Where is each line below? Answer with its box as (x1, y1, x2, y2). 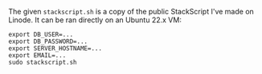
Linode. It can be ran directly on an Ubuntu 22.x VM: (8, 15, 182, 25)
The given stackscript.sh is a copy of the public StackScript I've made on (8, 7, 255, 16)
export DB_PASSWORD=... (8, 37, 88, 45)
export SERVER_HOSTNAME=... (8, 45, 103, 53)
